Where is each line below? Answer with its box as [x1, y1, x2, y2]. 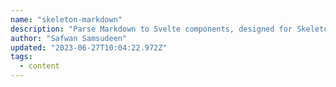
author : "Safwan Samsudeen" [10, 33, 128, 43]
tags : [10, 52, 33, 62]
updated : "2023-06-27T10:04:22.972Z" [10, 42, 168, 53]
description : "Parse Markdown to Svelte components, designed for [10, 24, 293, 34]
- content [19, 61, 60, 71]
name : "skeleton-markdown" [10, 14, 123, 25]
